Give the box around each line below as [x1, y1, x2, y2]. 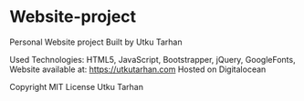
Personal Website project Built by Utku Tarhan [9, 36, 183, 47]
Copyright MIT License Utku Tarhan [9, 81, 144, 92]
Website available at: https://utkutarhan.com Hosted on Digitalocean [9, 64, 267, 75]
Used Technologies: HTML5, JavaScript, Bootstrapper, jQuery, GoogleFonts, [9, 54, 296, 65]
